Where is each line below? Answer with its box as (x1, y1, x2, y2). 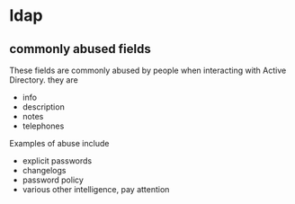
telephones (22, 120, 65, 131)
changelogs (22, 165, 67, 175)
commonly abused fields (9, 41, 151, 57)
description (22, 102, 65, 112)
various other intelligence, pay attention (22, 184, 170, 194)
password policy (22, 174, 84, 185)
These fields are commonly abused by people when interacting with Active (9, 65, 287, 75)
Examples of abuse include (9, 138, 110, 148)
